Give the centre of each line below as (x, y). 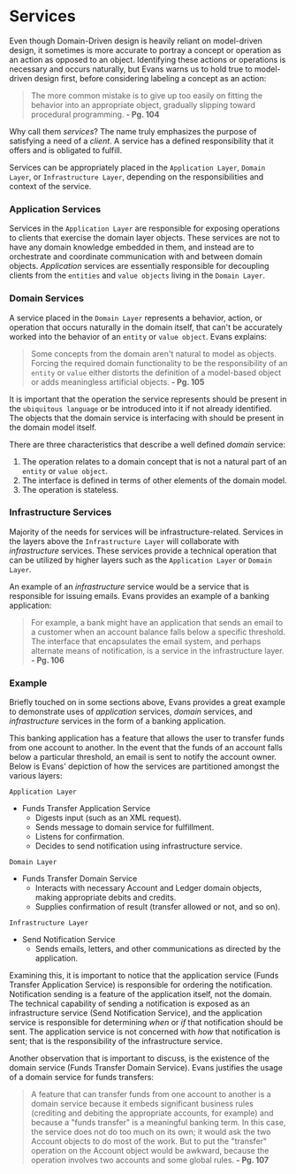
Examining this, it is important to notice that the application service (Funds (144, 976)
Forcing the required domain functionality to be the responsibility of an (159, 363)
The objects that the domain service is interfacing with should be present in (147, 418)
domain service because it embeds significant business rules (142, 1104)
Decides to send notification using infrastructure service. (139, 846)
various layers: (36, 776)
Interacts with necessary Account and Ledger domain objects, (148, 888)
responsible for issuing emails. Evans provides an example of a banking (139, 595)
